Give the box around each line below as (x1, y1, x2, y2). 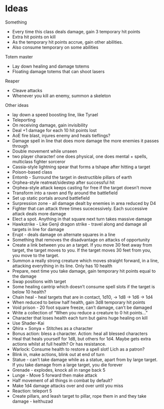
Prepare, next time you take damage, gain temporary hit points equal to (12, 268, 156, 274)
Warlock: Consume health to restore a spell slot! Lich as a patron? (12, 346, 145, 352)
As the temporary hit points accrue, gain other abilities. (12, 39, 123, 45)
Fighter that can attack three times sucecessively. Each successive (12, 205, 148, 211)
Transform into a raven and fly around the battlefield (12, 190, 118, 196)
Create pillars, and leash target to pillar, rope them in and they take (12, 393, 147, 399)
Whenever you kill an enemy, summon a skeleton (12, 93, 111, 99)
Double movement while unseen (12, 148, 77, 154)
